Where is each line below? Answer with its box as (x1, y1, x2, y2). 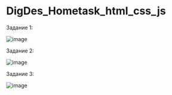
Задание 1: (6, 24, 33, 31)
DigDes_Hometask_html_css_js (6, 4, 166, 18)
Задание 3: (6, 70, 35, 77)
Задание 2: (6, 47, 35, 54)
